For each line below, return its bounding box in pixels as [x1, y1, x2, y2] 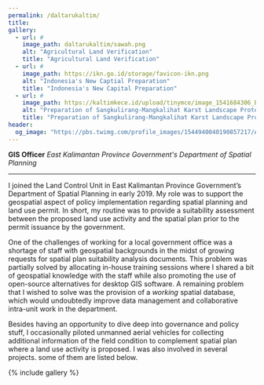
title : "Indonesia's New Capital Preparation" [22, 84, 178, 93]
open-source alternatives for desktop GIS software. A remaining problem [8, 279, 244, 289]
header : [8, 121, 34, 129]
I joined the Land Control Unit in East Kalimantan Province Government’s [8, 180, 242, 190]
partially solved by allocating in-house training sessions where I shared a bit [8, 262, 255, 271]
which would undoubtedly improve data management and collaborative [8, 296, 238, 305]
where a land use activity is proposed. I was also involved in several [8, 344, 228, 354]
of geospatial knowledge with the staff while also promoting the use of [8, 271, 236, 280]
